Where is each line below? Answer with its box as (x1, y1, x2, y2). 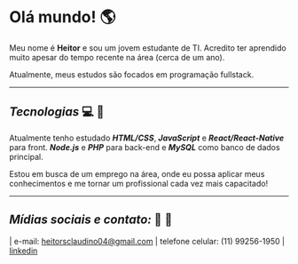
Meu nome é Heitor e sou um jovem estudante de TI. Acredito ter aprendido (9, 42, 286, 53)
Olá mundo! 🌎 (9, 7, 116, 28)
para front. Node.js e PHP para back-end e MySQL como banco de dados (9, 141, 281, 152)
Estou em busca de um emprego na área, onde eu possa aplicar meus (9, 168, 265, 179)
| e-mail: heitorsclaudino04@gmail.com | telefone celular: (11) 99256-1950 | (9, 236, 286, 246)
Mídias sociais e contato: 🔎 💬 (9, 212, 173, 228)
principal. (9, 151, 44, 162)
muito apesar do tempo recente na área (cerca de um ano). (9, 52, 225, 62)
